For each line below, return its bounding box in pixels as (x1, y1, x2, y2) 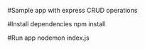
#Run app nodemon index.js (7, 33, 90, 42)
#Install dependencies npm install (7, 20, 106, 28)
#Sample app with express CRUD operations (7, 6, 138, 14)
